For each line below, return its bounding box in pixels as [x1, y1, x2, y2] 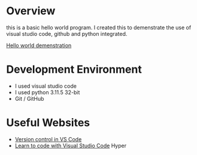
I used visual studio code [14, 82, 77, 89]
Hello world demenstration [6, 42, 72, 49]
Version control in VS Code [14, 135, 82, 142]
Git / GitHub [14, 95, 44, 102]
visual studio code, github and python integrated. [6, 30, 128, 37]
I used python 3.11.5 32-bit [14, 88, 80, 96]
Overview [6, 4, 56, 18]
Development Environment [6, 63, 142, 76]
